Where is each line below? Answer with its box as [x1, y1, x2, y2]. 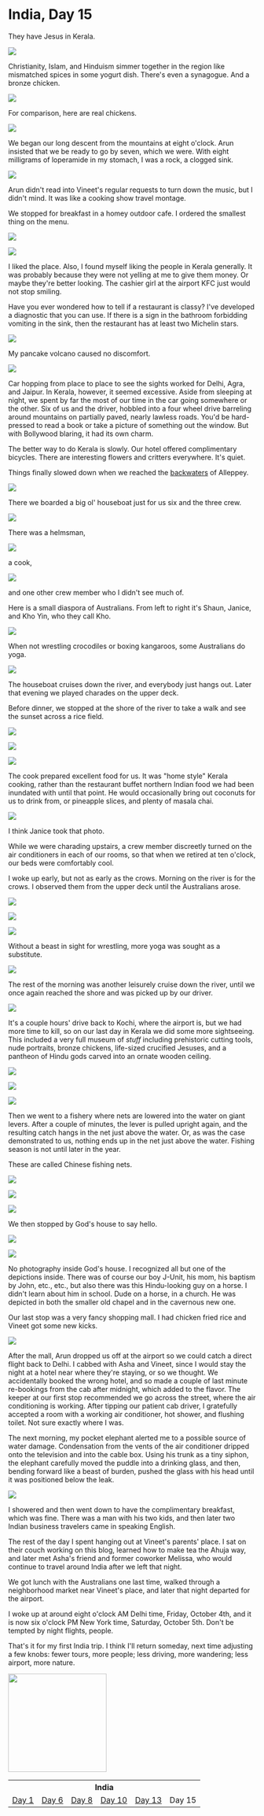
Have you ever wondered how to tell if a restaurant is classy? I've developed [8, 301, 255, 312]
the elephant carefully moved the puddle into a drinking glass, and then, [8, 1458, 241, 1467]
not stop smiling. [8, 286, 62, 296]
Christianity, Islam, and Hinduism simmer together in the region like [8, 61, 225, 71]
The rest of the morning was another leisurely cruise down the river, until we [8, 980, 255, 989]
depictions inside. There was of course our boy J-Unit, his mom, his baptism [8, 1272, 256, 1282]
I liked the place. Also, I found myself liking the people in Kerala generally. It [8, 261, 253, 271]
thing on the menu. [8, 216, 69, 226]
